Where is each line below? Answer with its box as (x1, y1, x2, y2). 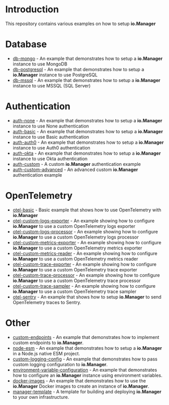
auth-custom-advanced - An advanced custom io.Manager (12, 166, 138, 173)
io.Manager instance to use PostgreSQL (12, 72, 98, 78)
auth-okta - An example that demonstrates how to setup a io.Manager (12, 150, 161, 156)
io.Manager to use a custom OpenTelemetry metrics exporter (12, 245, 142, 251)
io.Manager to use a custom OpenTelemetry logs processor (12, 234, 139, 240)
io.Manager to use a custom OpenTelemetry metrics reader (12, 255, 138, 262)
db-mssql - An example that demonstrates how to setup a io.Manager (12, 77, 161, 83)
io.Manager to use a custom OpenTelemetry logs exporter (12, 223, 135, 229)
